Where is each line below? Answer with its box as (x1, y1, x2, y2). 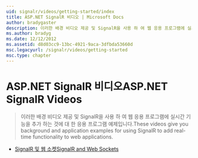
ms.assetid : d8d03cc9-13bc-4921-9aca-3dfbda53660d (6, 42, 133, 48)
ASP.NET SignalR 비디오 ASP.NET (6, 80, 168, 93)
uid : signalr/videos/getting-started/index (6, 8, 115, 15)
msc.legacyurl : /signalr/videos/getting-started (6, 47, 128, 53)
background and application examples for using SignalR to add (20, 127, 173, 134)
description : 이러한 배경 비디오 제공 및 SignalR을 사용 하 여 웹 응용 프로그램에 (6, 25, 185, 31)
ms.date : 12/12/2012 (6, 36, 57, 42)
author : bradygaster (6, 19, 57, 25)
